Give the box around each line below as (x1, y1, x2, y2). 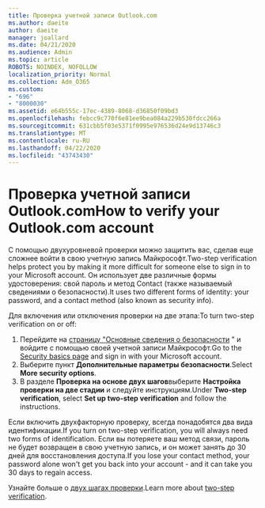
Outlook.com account (8, 219, 154, 237)
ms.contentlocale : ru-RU (8, 136, 90, 145)
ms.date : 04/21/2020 (8, 41, 77, 49)
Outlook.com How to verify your (8, 203, 220, 220)
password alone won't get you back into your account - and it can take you (8, 460, 253, 469)
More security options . (19, 369, 97, 378)
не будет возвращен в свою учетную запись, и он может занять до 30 (8, 442, 247, 452)
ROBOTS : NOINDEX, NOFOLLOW (8, 63, 97, 71)
